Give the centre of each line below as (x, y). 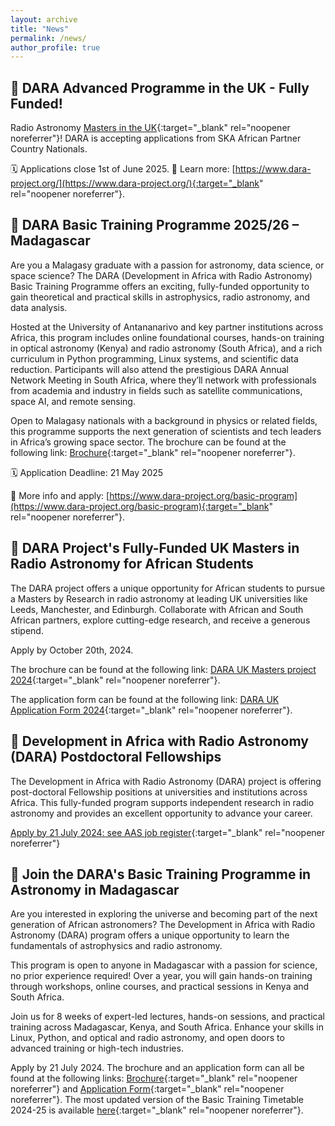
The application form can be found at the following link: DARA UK (145, 699)
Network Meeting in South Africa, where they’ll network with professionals (163, 380)
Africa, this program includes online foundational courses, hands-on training (167, 337)
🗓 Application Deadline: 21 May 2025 (87, 472)
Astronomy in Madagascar (95, 889)
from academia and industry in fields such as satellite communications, (156, 390)
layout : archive (44, 19)
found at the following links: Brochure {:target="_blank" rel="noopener (154, 1078)
